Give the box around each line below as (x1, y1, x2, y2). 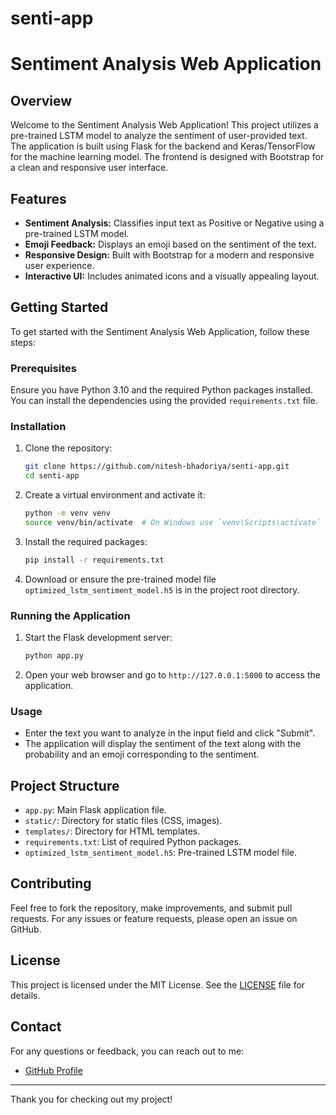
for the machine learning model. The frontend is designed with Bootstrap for (10, 151, 325, 163)
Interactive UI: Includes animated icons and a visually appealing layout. (24, 270, 320, 282)
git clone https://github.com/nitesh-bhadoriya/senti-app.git (24, 462, 290, 472)
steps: (10, 336, 36, 348)
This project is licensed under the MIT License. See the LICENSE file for (10, 978, 306, 991)
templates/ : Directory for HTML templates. (24, 825, 201, 837)
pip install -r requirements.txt (24, 555, 165, 565)
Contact (10, 1018, 62, 1036)
